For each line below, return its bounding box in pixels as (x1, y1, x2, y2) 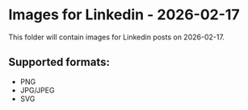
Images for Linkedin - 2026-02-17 (8, 6, 240, 24)
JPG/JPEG (19, 85, 55, 95)
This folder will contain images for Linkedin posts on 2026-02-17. (8, 32, 225, 42)
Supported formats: (8, 55, 111, 69)
